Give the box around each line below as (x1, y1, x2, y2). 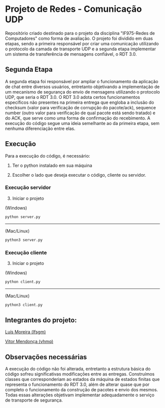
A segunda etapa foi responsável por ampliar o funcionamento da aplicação (5, 78, 159, 84)
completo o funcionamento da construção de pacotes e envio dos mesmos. (5, 387, 158, 393)
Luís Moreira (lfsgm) (5, 329, 46, 335)
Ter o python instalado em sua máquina (12, 162, 92, 168)
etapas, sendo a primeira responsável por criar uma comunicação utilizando (5, 40, 159, 46)
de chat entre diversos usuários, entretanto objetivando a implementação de (5, 84, 160, 90)
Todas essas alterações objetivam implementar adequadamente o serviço (5, 392, 155, 398)
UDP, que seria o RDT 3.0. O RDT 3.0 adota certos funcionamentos (5, 94, 140, 100)
